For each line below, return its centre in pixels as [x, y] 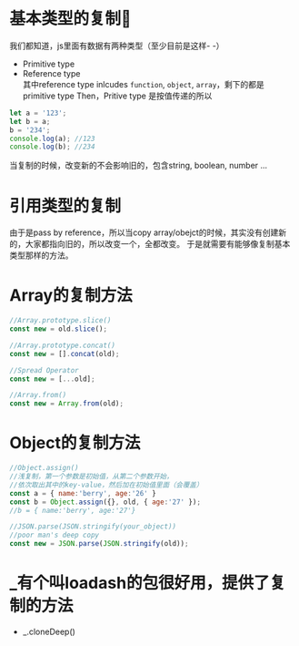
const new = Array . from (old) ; [67, 404]
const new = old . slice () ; [58, 329]
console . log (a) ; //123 [52, 138]
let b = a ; [30, 121]
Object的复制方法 [75, 443]
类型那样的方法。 [41, 255]
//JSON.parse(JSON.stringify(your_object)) [93, 527]
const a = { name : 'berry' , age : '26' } [83, 493]
